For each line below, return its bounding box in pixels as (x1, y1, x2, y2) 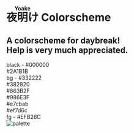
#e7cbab (6, 101, 29, 107)
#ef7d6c (6, 107, 28, 114)
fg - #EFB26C (6, 113, 41, 120)
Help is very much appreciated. (6, 45, 128, 55)
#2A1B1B (6, 67, 29, 75)
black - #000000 (6, 61, 50, 68)
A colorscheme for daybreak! (6, 35, 121, 45)
